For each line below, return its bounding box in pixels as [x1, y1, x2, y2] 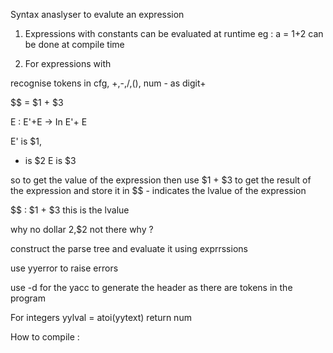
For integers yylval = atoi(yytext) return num [10, 312, 192, 323]
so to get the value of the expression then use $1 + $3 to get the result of [10, 174, 312, 186]
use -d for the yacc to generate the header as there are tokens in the [10, 282, 293, 293]
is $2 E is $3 [24, 155, 77, 166]
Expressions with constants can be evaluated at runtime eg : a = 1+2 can [24, 28, 324, 39]
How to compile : [10, 331, 80, 343]
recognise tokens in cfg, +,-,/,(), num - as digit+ [10, 77, 207, 89]
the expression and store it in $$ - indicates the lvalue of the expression [10, 185, 307, 196]
